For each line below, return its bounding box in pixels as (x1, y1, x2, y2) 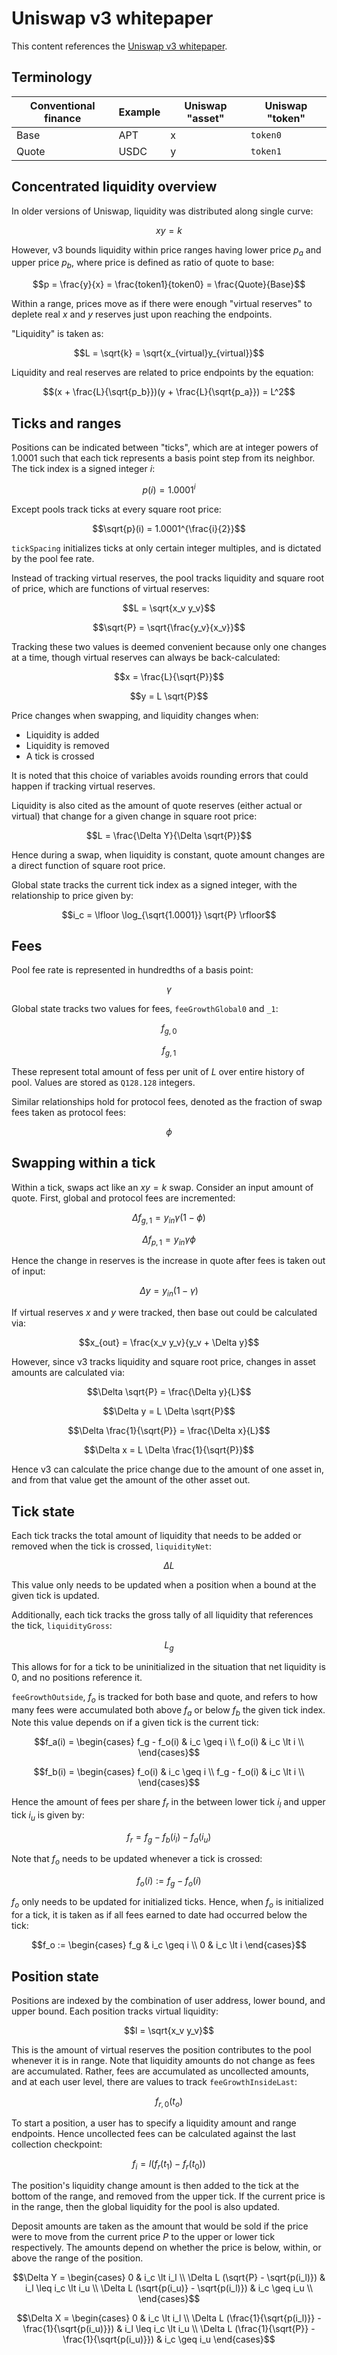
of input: (11, 1265, 46, 1277)
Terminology (11, 69, 93, 86)
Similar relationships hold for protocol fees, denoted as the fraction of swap (11, 1096, 323, 1108)
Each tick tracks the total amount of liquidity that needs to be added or (11, 1530, 302, 1542)
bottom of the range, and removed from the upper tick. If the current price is (11, 2190, 326, 2202)
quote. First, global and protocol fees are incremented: (11, 1192, 236, 1204)
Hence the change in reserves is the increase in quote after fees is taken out (11, 1255, 326, 1267)
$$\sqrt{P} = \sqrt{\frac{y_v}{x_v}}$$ (92, 621, 246, 633)
